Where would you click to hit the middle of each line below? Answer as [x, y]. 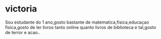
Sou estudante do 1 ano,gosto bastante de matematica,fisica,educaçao [77, 22]
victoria [21, 9]
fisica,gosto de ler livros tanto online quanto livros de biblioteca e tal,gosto [81, 27]
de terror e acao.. [23, 32]
